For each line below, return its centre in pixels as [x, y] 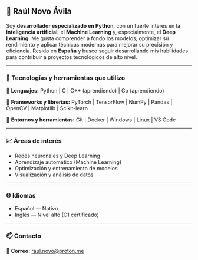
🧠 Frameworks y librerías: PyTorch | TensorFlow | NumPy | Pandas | [89, 102]
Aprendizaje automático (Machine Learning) [68, 162]
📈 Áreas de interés [34, 141]
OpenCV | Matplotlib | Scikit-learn [47, 108]
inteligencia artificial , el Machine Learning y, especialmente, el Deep [91, 32]
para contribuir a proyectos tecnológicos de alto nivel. [72, 57]
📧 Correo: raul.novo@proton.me [45, 251]
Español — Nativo [36, 208]
